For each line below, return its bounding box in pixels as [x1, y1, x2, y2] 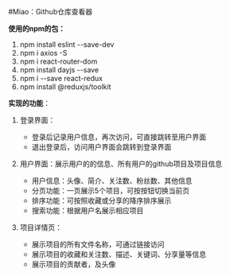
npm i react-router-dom [19, 56, 98, 66]
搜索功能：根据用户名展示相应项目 [31, 206, 144, 215]
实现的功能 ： [8, 99, 50, 107]
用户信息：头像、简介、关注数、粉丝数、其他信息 [31, 176, 193, 185]
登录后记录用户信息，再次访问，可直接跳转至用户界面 [31, 132, 207, 142]
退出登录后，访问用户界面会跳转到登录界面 [31, 142, 172, 151]
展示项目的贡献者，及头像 [31, 259, 116, 269]
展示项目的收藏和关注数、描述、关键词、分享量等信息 [31, 250, 207, 259]
